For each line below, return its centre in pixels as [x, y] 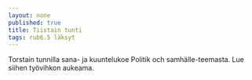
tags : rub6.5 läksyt [42, 37]
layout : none [29, 15]
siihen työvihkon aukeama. [51, 68]
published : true [35, 23]
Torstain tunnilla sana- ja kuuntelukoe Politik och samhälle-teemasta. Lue [126, 60]
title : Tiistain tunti [45, 30]
